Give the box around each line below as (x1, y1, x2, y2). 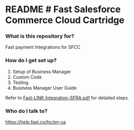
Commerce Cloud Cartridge (5, 14, 125, 26)
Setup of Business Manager (12, 68, 71, 74)
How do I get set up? (5, 57, 57, 64)
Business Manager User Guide (12, 85, 77, 91)
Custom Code (12, 74, 42, 80)
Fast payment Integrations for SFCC (5, 44, 81, 50)
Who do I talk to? (5, 107, 48, 114)
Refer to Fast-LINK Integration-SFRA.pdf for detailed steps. (5, 94, 129, 100)
